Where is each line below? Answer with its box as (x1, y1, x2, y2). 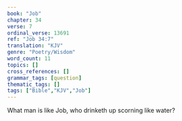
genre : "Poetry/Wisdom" (7, 49, 76, 56)
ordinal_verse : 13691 (7, 29, 70, 37)
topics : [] (7, 62, 39, 68)
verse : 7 (7, 23, 33, 30)
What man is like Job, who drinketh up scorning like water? (7, 106, 175, 115)
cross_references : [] (7, 68, 70, 75)
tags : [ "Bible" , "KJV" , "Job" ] (7, 87, 91, 94)
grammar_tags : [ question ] (7, 74, 82, 82)
